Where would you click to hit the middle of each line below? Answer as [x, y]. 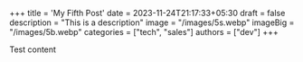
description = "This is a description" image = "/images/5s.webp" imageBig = [152, 22]
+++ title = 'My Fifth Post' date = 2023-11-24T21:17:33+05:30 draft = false [147, 13]
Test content [33, 49]
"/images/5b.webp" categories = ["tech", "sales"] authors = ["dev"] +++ [144, 32]
